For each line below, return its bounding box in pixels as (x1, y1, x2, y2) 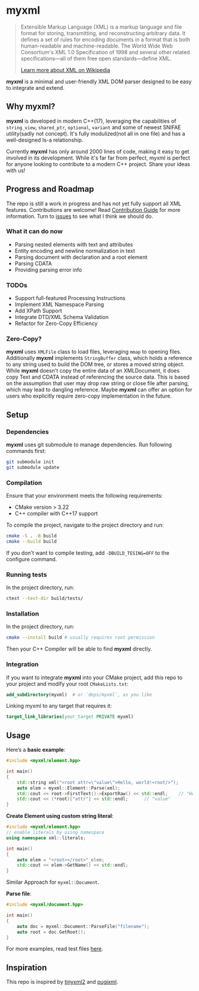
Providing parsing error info (14, 266, 82, 273)
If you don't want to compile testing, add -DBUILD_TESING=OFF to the (6, 549, 170, 557)
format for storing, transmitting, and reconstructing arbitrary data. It (20, 29, 186, 36)
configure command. (6, 555, 57, 562)
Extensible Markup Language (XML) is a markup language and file (20, 23, 182, 30)
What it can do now (6, 227, 63, 236)
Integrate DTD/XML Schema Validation (14, 314, 109, 321)
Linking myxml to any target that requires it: (6, 702, 113, 709)
